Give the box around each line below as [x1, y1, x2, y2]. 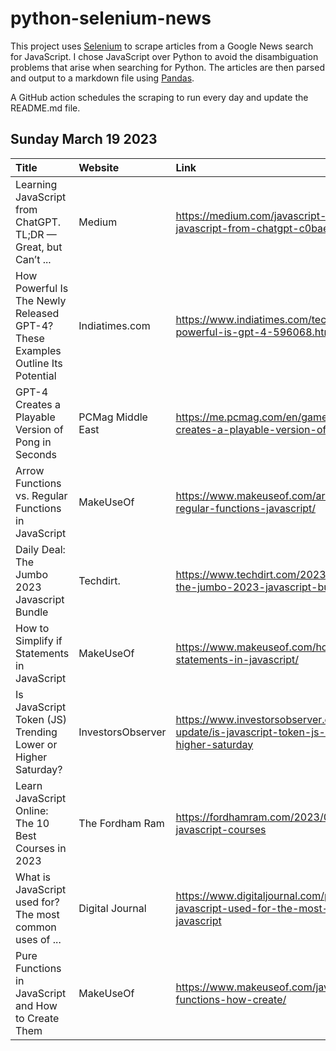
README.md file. [10, 102, 81, 114]
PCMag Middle [78, 410, 148, 424]
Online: [15, 803, 49, 817]
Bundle [15, 605, 49, 619]
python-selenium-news [10, 7, 212, 30]
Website [78, 160, 120, 174]
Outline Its [15, 356, 63, 370]
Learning [15, 177, 58, 191]
